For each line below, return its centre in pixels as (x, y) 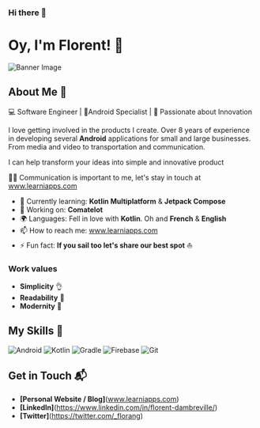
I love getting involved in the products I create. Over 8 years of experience (129, 130)
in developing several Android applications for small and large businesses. (130, 138)
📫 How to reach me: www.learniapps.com (89, 230)
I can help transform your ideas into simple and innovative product (116, 162)
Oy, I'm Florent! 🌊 (66, 45)
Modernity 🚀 (40, 306)
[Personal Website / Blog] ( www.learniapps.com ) (99, 399)
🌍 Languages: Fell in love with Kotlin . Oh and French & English (123, 218)
